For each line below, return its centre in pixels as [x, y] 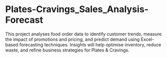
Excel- [148, 39]
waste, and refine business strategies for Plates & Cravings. [68, 50]
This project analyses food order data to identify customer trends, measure [83, 34]
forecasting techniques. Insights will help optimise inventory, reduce [90, 44]
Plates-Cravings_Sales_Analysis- [77, 9]
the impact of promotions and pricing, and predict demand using [73, 39]
